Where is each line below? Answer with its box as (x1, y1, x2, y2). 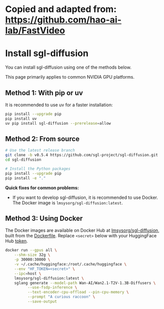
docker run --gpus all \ (5, 248, 57, 253)
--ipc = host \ (14, 271, 42, 276)
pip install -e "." (5, 175, 46, 181)
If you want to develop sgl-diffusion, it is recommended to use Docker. (12, 194, 158, 200)
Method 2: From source (5, 134, 80, 143)
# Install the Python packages (5, 166, 71, 171)
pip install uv (5, 116, 37, 121)
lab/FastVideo (5, 25, 65, 36)
